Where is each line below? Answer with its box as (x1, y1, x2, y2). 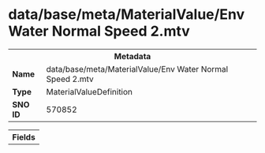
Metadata (114, 50, 151, 62)
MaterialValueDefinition (46, 86, 132, 97)
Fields (12, 132, 35, 143)
